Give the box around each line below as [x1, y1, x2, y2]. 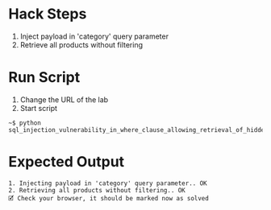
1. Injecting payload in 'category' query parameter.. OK [8, 179, 207, 187]
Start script [19, 103, 58, 113]
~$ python [8, 118, 42, 127]
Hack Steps [8, 5, 87, 23]
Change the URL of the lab [19, 94, 109, 105]
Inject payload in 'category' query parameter [19, 31, 169, 41]
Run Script [8, 68, 81, 87]
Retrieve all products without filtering [19, 39, 144, 49]
